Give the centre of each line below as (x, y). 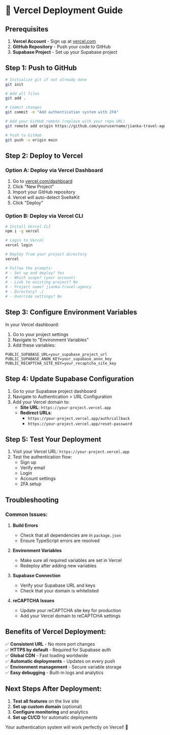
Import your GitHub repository (44, 192)
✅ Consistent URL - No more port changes (50, 644)
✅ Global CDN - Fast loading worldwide (47, 655)
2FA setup (31, 484)
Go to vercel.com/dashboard (42, 181)
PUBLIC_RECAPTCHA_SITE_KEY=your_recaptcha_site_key (61, 363)
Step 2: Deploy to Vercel (44, 156)
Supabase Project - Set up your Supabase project (65, 52)
